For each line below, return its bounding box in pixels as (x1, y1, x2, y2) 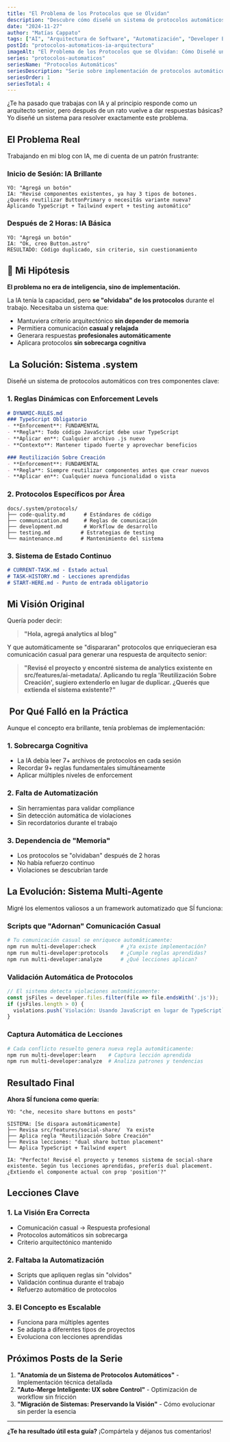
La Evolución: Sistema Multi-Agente (7, 886, 164, 897)
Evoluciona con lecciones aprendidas (16, 1333, 123, 1341)
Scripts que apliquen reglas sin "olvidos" (16, 1271, 132, 1279)
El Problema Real (7, 133, 80, 145)
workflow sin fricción (16, 1393, 77, 1401)
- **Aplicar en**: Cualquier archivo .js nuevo (7, 436, 146, 442)
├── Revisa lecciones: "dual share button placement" (7, 1138, 164, 1146)
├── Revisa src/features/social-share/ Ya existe (7, 1127, 155, 1134)
